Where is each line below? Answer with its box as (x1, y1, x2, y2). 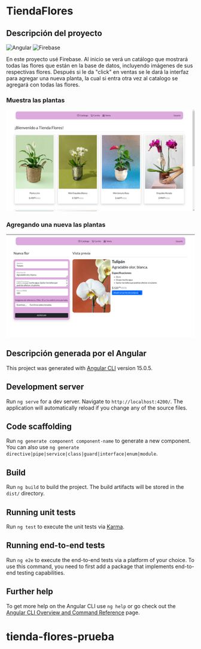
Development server (6, 382, 84, 392)
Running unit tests (6, 507, 76, 517)
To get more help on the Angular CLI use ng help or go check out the (6, 602, 176, 609)
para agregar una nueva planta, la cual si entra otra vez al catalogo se (6, 75, 178, 82)
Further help (6, 587, 54, 597)
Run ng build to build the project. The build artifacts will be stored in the (6, 483, 184, 491)
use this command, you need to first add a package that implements (6, 563, 174, 570)
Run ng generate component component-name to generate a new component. (6, 437, 191, 444)
